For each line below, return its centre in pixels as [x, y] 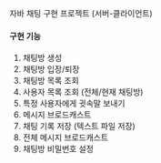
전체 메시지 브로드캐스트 [65, 138]
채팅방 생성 [42, 58]
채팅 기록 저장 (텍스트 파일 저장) [79, 127]
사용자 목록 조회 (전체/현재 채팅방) [83, 92]
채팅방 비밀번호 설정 [58, 149]
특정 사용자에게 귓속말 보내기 [74, 104]
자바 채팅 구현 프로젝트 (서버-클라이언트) [81, 13]
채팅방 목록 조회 [50, 81]
